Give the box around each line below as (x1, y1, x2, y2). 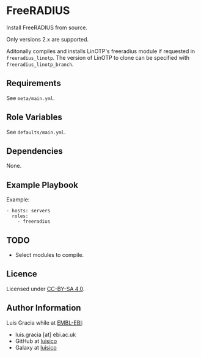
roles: (12, 213, 29, 220)
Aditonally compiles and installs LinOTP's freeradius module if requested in (6, 47, 196, 55)
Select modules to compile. (15, 251, 84, 258)
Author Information (6, 303, 81, 313)
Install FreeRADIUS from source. (6, 24, 87, 31)
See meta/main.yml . (6, 94, 55, 101)
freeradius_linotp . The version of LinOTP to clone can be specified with (6, 54, 190, 61)
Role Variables (6, 112, 62, 123)
